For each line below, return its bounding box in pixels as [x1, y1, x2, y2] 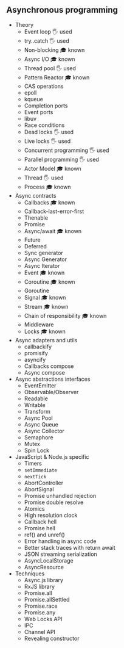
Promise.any [24, 608, 56, 616]
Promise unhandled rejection [24, 492, 97, 499]
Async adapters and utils [15, 336, 78, 344]
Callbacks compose [24, 362, 74, 370]
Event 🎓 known [24, 268, 65, 276]
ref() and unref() [24, 531, 65, 538]
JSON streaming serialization [24, 550, 97, 558]
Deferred [24, 242, 47, 250]
